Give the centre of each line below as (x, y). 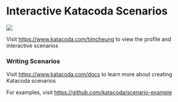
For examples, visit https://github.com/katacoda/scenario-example (89, 92)
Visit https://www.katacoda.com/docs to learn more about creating (89, 74)
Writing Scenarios (33, 61)
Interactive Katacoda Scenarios (87, 11)
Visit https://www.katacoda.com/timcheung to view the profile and (89, 39)
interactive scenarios (32, 45)
